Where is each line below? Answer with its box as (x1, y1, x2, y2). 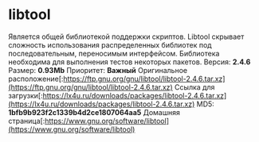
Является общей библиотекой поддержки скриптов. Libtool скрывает (8, 32, 245, 41)
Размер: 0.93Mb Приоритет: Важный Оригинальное (8, 65, 188, 75)
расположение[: (8, 74, 64, 83)
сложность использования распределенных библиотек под (8, 40, 213, 49)
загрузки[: (8, 90, 43, 100)
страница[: (8, 116, 45, 125)
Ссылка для (174, 82, 215, 92)
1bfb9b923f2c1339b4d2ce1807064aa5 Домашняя (8, 107, 181, 117)
